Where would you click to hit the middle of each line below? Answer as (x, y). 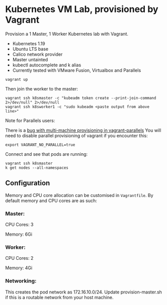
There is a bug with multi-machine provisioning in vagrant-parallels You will (83, 130)
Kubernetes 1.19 (29, 43)
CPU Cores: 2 (19, 258)
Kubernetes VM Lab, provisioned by (82, 9)
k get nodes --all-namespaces (37, 168)
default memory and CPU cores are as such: (51, 200)
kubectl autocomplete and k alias (47, 65)
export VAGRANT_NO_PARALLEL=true (40, 145)
